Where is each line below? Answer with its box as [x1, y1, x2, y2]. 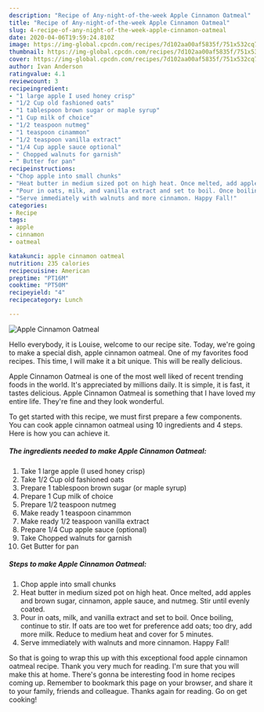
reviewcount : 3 [9, 77, 59, 85]
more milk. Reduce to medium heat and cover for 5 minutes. [20, 629, 214, 639]
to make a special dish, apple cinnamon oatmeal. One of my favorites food [9, 347, 249, 358]
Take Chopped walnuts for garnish [20, 533, 132, 542]
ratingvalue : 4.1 [9, 70, 66, 78]
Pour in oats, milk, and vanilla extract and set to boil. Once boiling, [20, 612, 233, 622]
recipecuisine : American [9, 266, 90, 275]
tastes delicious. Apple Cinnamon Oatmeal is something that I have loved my [9, 388, 256, 398]
